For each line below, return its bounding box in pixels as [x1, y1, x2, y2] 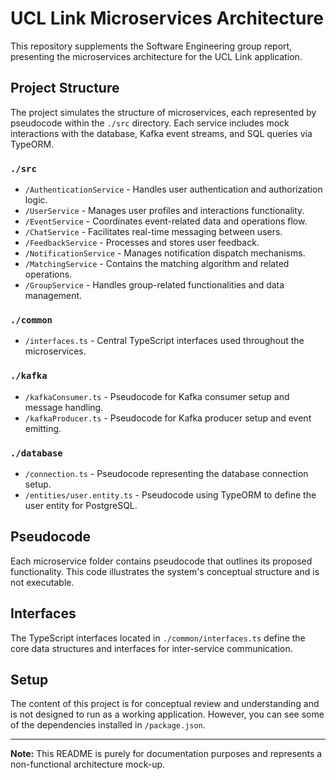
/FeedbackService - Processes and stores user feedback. [24, 237, 260, 249]
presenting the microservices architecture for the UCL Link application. [10, 50, 303, 62]
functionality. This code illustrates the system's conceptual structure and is [10, 565, 320, 577]
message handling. [24, 401, 104, 413]
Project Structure [10, 80, 120, 97]
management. [24, 290, 83, 302]
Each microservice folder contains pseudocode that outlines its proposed [10, 555, 313, 567]
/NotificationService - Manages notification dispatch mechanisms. [24, 247, 306, 259]
